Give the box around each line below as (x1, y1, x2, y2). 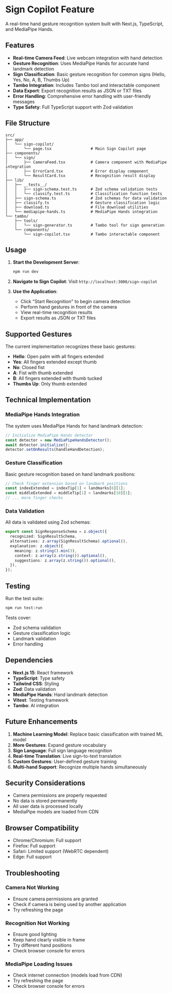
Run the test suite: (5, 596, 44, 602)
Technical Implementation (5, 395, 91, 405)
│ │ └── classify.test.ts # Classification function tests (5, 191, 162, 196)
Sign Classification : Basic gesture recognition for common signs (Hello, (12, 71, 166, 77)
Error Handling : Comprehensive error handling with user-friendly (12, 93, 151, 99)
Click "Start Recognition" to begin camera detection (20, 299, 131, 305)
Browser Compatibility (5, 824, 79, 832)
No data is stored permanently (12, 798, 78, 804)
